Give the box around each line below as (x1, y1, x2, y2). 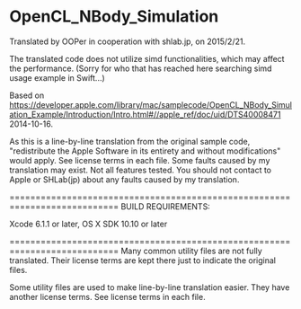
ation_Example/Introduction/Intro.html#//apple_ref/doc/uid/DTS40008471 (9, 109, 281, 119)
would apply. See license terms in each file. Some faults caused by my (9, 154, 270, 165)
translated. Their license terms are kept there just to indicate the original (9, 254, 277, 266)
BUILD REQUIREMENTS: (120, 200, 211, 212)
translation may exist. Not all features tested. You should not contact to (9, 164, 272, 175)
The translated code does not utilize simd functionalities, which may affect (9, 53, 285, 64)
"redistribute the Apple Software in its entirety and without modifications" (9, 146, 281, 156)
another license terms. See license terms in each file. (9, 291, 206, 302)
